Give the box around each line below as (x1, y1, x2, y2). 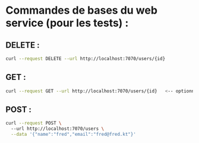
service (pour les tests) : (5, 16, 129, 30)
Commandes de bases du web (5, 4, 158, 17)
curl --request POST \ (5, 120, 62, 126)
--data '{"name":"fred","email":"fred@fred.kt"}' (11, 132, 136, 138)
